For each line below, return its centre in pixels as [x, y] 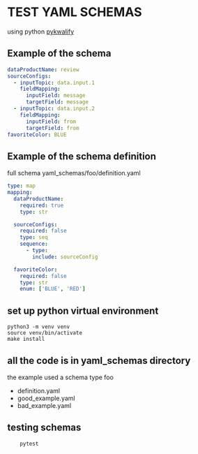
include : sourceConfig [65, 257]
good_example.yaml [46, 398]
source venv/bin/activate [45, 333]
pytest [29, 444]
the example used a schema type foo [60, 377]
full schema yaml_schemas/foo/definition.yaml [74, 173]
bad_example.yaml [44, 405]
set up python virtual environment [83, 310]
